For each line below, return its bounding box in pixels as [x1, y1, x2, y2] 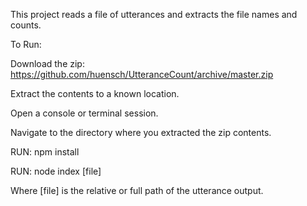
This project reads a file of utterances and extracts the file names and [10, 9, 298, 20]
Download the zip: [10, 58, 85, 69]
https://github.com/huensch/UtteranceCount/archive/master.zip [10, 69, 274, 80]
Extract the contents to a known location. [10, 88, 180, 99]
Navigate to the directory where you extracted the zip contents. [10, 127, 272, 138]
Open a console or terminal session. [10, 107, 159, 119]
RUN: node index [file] [10, 165, 102, 177]
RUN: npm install [10, 146, 80, 158]
